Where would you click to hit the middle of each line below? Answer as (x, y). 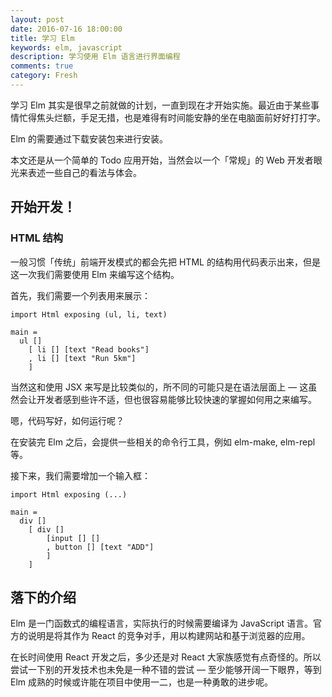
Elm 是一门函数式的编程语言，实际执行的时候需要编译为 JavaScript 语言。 (162, 623)
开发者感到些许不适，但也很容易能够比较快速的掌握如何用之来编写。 (176, 399)
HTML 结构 (37, 238)
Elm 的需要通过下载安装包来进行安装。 (89, 138)
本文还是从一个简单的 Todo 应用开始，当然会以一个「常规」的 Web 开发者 (162, 160)
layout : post (37, 19)
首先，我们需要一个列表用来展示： (80, 295)
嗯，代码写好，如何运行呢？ (67, 420)
